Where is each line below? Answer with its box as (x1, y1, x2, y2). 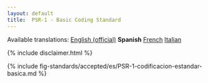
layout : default (7, 10, 54, 17)
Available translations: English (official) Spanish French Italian (7, 35, 182, 43)
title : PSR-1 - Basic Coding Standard (7, 16, 122, 23)
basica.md (7, 69, 37, 78)
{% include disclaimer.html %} (7, 49, 93, 57)
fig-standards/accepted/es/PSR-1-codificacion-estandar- (39, 62, 203, 70)
